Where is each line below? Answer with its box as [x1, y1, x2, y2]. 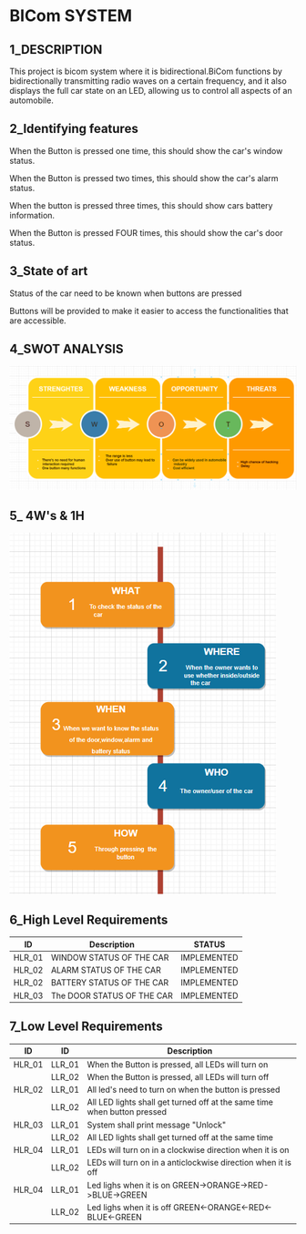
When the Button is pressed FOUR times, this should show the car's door [9, 227, 283, 238]
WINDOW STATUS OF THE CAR [50, 952, 169, 963]
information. [9, 209, 56, 220]
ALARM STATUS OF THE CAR [50, 964, 161, 975]
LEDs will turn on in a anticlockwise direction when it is [87, 1158, 291, 1168]
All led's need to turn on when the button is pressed [87, 1085, 280, 1096]
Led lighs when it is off [87, 1201, 171, 1212]
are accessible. [9, 315, 66, 326]
